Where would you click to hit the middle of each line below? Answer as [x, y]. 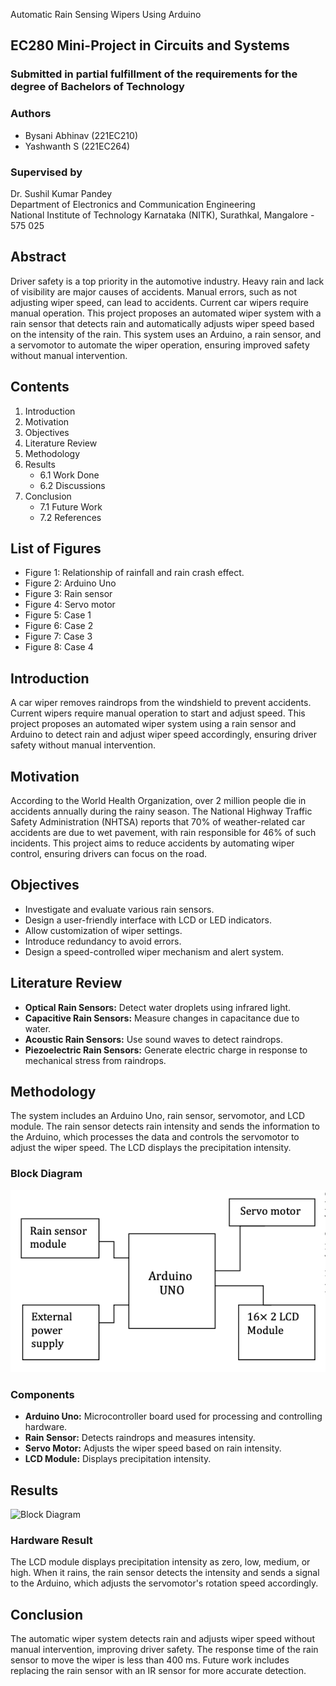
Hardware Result [51, 1540]
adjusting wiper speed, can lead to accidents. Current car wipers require [159, 302]
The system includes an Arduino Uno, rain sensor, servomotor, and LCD [158, 1116]
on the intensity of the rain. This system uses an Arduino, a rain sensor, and [166, 334]
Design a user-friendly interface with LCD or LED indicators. [148, 920]
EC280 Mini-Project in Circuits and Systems [150, 45]
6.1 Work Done [69, 475]
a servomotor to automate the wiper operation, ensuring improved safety [160, 345]
